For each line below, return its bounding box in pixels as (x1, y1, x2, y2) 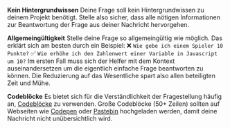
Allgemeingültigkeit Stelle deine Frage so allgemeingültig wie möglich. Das (7, 34, 223, 42)
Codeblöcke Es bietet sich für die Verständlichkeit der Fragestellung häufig (7, 93, 222, 100)
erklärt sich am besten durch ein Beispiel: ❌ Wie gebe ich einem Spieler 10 (7, 42, 224, 49)
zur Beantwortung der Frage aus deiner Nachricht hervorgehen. (7, 21, 189, 28)
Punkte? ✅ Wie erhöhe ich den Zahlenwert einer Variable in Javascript (7, 49, 218, 57)
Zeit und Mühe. (7, 79, 51, 87)
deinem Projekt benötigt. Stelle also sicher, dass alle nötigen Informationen (7, 13, 220, 21)
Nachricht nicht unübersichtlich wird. (7, 114, 113, 122)
